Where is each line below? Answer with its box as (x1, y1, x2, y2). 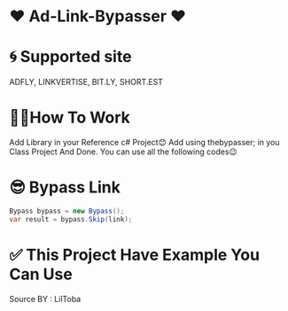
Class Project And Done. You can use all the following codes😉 (9, 146, 237, 157)
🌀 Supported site (9, 47, 132, 67)
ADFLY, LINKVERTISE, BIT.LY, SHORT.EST (9, 77, 164, 88)
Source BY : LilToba (9, 293, 82, 304)
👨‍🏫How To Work (9, 108, 131, 128)
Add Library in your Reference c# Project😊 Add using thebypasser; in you (9, 137, 281, 148)
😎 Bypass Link (9, 177, 121, 198)
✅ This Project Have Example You (9, 245, 260, 265)
